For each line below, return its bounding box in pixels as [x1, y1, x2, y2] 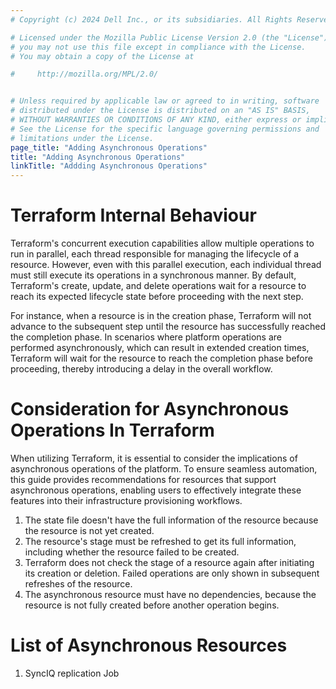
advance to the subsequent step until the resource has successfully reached [10, 321, 326, 333]
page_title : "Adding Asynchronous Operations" [10, 142, 208, 153]
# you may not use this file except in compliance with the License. [10, 42, 307, 52]
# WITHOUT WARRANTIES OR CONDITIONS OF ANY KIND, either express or [10, 115, 302, 125]
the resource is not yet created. [24, 525, 155, 536]
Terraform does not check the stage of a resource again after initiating [24, 557, 315, 568]
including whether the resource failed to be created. [24, 546, 240, 558]
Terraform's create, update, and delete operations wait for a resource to [10, 280, 307, 292]
